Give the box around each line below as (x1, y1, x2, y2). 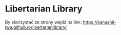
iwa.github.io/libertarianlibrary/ (5, 24, 67, 30)
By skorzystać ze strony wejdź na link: (5, 19, 82, 25)
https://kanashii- (82, 19, 116, 25)
